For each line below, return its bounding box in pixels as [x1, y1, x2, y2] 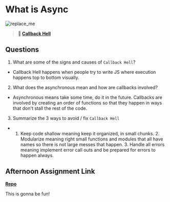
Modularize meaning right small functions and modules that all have [20, 136, 163, 142]
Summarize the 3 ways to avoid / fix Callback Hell [12, 115, 120, 121]
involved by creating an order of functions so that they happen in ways [12, 99, 162, 106]
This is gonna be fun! [5, 191, 50, 197]
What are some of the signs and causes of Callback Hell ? [12, 59, 136, 65]
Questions [5, 45, 39, 54]
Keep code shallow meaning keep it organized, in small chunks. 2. [20, 130, 160, 136]
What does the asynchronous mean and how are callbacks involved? [12, 84, 158, 90]
